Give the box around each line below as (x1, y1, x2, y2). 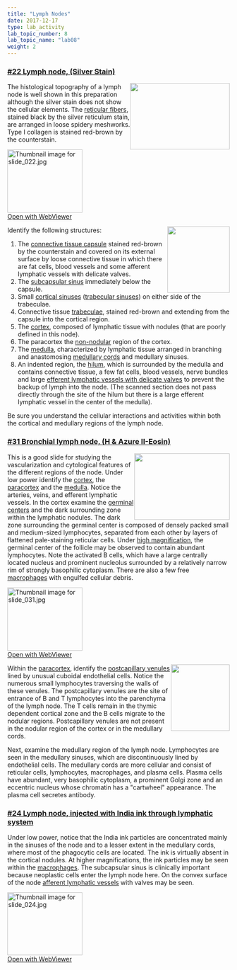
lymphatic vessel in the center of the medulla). (17, 398, 153, 406)
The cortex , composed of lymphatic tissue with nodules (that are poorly (17, 323, 226, 331)
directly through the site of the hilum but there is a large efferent (17, 390, 205, 399)
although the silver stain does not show (7, 98, 122, 106)
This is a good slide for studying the (7, 452, 111, 461)
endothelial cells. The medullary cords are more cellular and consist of (7, 760, 212, 769)
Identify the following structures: (7, 226, 102, 234)
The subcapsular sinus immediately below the (17, 278, 152, 286)
